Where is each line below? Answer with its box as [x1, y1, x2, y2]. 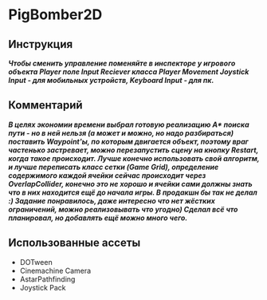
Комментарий [8, 98, 83, 112]
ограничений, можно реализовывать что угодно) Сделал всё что [8, 204, 238, 214]
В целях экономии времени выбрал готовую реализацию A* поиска [8, 120, 249, 129]
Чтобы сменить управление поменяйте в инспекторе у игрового [8, 58, 236, 68]
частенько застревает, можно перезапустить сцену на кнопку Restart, [8, 145, 259, 155]
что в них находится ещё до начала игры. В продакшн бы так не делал [8, 187, 257, 197]
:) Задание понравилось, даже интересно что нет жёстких [8, 195, 215, 205]
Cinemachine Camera [19, 266, 92, 275]
